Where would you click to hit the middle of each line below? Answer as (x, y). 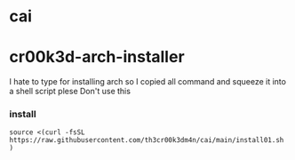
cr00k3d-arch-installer (97, 57)
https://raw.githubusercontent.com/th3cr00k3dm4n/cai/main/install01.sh (147, 140)
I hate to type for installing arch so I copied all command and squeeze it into (148, 82)
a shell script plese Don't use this (70, 92)
